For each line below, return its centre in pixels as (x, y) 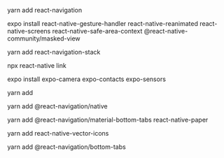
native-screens (29, 31)
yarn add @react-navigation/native (57, 106)
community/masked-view (44, 38)
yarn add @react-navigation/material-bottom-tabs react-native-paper (108, 120)
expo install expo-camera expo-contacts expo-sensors (87, 79)
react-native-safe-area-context (97, 31)
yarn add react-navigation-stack (54, 52)
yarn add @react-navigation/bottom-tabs (66, 147)
